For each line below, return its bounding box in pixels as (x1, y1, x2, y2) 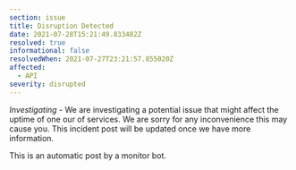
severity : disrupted (9, 80, 87, 89)
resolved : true (9, 38, 66, 47)
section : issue (9, 13, 66, 22)
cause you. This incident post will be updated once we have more (9, 123, 251, 134)
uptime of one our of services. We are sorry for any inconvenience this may (9, 114, 288, 124)
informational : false (9, 47, 90, 55)
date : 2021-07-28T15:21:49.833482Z (9, 30, 142, 38)
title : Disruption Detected (9, 21, 114, 30)
